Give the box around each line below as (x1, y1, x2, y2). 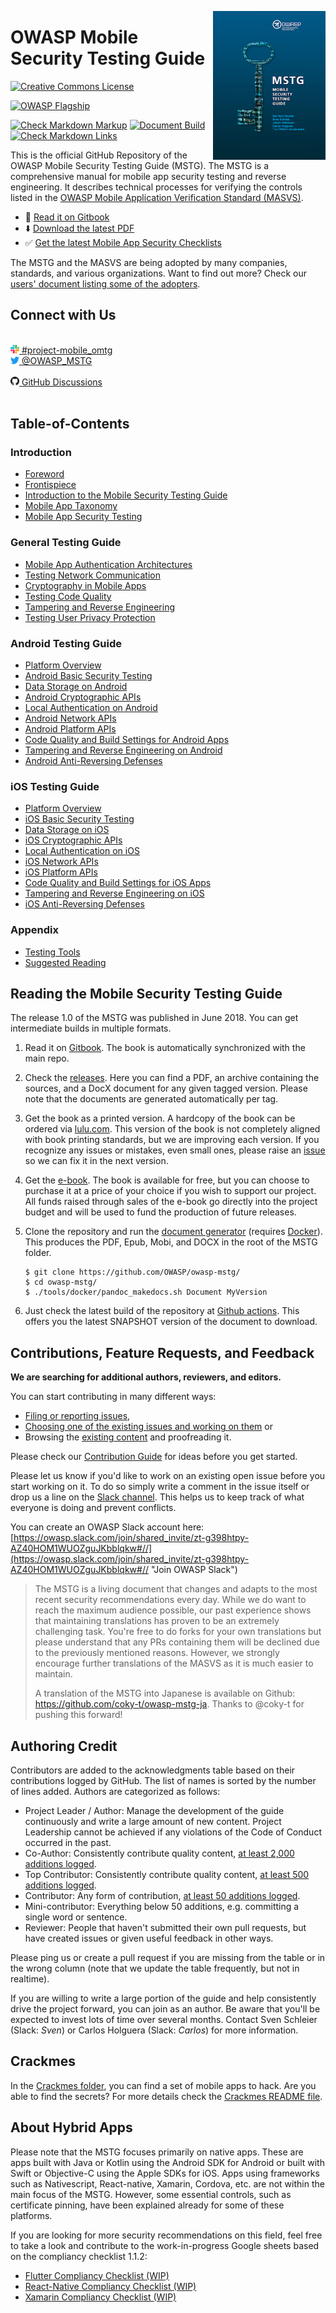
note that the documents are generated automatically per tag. (24, 1093, 279, 1105)
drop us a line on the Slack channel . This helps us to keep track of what (10, 1491, 305, 1503)
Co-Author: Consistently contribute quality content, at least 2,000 (24, 1847, 295, 1860)
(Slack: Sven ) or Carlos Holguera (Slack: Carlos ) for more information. (10, 2024, 299, 2036)
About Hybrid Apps (10, 2119, 133, 2136)
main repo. (24, 1052, 70, 1065)
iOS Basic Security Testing (24, 813, 135, 825)
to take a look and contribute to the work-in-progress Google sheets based (10, 2239, 320, 2251)
